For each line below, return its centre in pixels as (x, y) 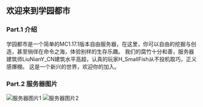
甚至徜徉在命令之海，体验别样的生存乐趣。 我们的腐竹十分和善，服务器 (105, 51)
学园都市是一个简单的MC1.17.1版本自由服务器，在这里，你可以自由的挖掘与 (99, 44)
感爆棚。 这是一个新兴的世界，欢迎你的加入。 (63, 66)
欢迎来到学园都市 (38, 11)
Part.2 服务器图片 (32, 83)
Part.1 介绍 (22, 30)
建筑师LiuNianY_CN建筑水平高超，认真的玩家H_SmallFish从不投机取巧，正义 (101, 59)
